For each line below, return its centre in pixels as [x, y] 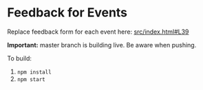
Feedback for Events [67, 13]
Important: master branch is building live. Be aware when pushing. [102, 45]
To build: [20, 58]
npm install [34, 72]
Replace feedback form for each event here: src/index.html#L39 [98, 32]
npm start [31, 79]
